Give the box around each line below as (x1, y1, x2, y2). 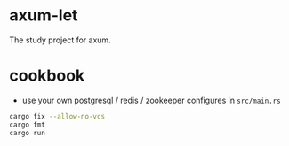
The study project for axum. (9, 35, 111, 45)
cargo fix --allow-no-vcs (9, 111, 105, 120)
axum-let (9, 5, 78, 26)
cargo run (9, 128, 46, 137)
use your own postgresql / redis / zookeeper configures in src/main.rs (21, 95, 282, 105)
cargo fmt (9, 120, 46, 129)
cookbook (9, 65, 85, 86)
